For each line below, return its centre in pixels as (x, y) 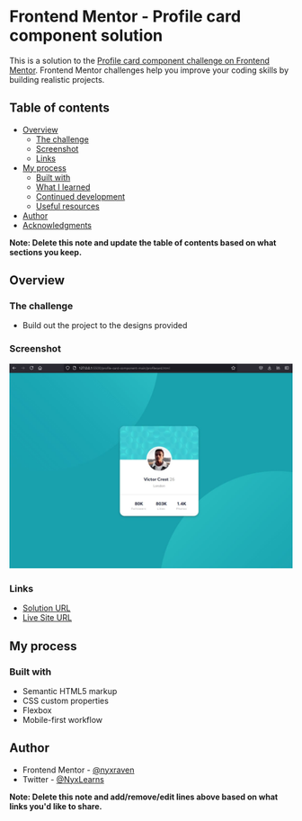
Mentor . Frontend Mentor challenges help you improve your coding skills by (149, 70)
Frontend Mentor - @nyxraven (78, 770)
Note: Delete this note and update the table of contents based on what (143, 242)
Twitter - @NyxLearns (63, 779)
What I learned (63, 187)
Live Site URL (47, 618)
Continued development (80, 196)
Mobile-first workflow (62, 719)
